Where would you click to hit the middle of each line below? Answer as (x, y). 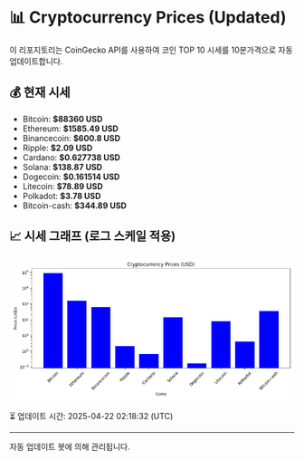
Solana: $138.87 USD (62, 167)
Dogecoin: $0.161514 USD (71, 177)
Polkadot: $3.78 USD (62, 196)
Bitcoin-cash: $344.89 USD (74, 206)
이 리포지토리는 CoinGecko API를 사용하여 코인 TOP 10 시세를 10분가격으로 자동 (151, 50)
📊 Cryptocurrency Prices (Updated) (148, 18)
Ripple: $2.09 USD (57, 148)
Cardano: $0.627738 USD (71, 157)
